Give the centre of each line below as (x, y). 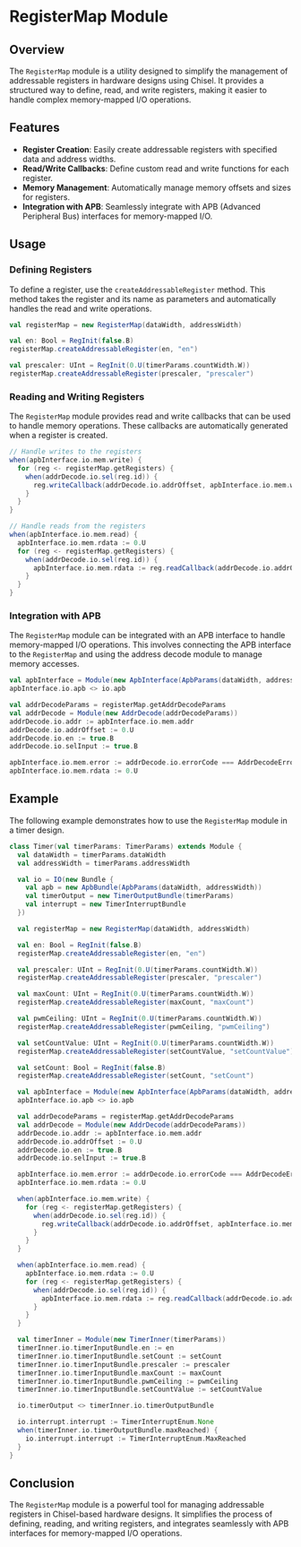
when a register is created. (59, 436)
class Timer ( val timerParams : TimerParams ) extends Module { (126, 846)
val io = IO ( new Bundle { (66, 879)
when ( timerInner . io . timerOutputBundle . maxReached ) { (118, 1430)
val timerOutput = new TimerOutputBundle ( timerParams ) (130, 896)
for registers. (46, 197)
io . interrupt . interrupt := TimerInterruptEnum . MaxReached (136, 1439)
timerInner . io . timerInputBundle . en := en (96, 1348)
